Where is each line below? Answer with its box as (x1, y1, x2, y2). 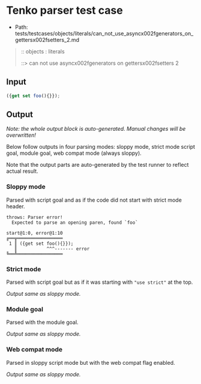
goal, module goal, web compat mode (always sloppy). (6, 149, 142, 157)
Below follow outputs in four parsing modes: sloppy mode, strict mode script (6, 143, 196, 151)
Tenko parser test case (6, 4, 123, 17)
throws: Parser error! (6, 214, 63, 220)
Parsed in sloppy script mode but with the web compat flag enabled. (6, 359, 175, 366)
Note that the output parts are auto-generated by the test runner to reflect (6, 161, 189, 169)
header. (6, 202, 25, 210)
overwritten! (6, 131, 36, 139)
